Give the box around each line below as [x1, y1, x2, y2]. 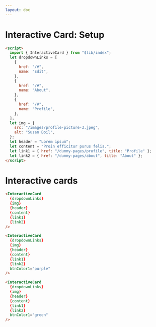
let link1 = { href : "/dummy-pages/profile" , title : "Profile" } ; [10, 148, 152, 153]
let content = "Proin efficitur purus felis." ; [10, 144, 112, 149]
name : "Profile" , [18, 106, 55, 111]
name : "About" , [18, 88, 51, 93]
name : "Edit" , [18, 69, 49, 74]
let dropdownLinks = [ [10, 55, 57, 60]
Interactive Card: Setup [5, 29, 105, 40]
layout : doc [5, 7, 30, 13]
